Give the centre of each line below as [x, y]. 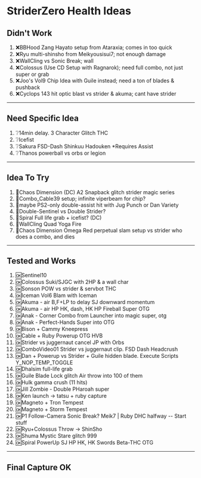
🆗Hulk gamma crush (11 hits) [51, 382]
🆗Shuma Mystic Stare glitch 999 [56, 436]
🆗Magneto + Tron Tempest [50, 403]
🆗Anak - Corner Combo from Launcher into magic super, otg [91, 315]
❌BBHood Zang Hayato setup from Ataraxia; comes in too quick [94, 47]
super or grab [32, 74]
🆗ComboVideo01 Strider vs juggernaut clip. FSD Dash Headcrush [97, 349]
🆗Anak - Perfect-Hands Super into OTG [65, 322]
